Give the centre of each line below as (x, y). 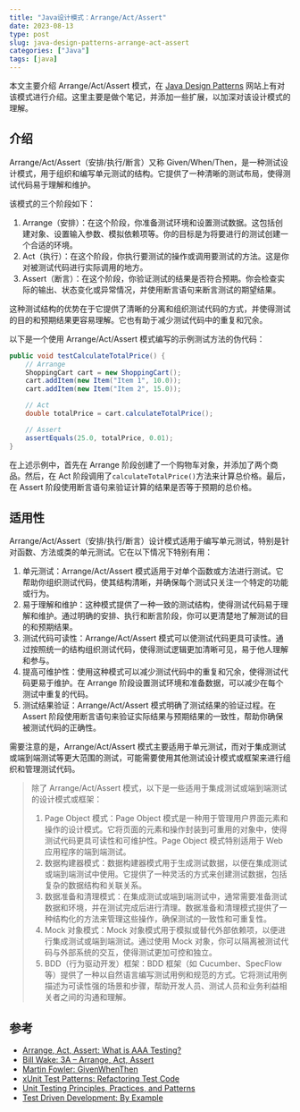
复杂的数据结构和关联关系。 (96, 886)
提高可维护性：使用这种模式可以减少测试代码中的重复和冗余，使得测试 (151, 672)
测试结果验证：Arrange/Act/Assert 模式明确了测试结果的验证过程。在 (149, 705)
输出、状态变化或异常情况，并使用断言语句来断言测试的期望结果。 (159, 289)
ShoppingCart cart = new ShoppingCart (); (103, 372)
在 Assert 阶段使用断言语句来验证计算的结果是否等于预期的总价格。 (133, 487)
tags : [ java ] (33, 59)
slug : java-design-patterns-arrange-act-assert (100, 42)
